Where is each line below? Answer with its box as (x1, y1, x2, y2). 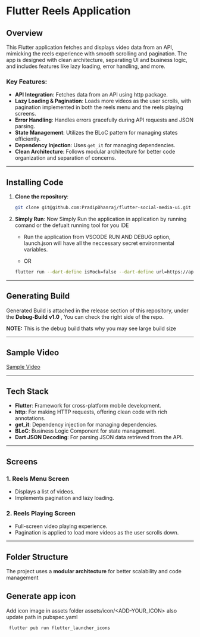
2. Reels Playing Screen (6, 509, 76, 517)
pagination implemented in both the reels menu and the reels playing (14, 104, 183, 111)
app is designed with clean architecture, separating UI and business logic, (6, 57, 187, 63)
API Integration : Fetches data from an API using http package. (14, 91, 168, 98)
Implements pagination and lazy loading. (14, 494, 114, 501)
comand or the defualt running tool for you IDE (14, 222, 129, 229)
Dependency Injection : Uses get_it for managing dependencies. (14, 142, 176, 149)
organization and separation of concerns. (14, 154, 117, 161)
